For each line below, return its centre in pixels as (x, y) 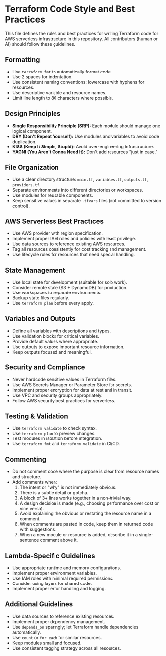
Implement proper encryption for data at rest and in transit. (72, 390)
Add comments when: (35, 482)
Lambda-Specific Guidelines (50, 555)
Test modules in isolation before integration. (57, 438)
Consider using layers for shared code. (52, 583)
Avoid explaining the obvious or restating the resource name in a (85, 514)
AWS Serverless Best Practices (55, 221)
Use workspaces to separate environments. (57, 292)
